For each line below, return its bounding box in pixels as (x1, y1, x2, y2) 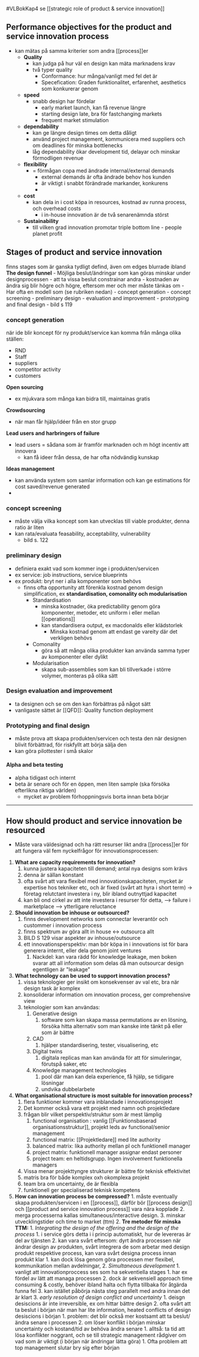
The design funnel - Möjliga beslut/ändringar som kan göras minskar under (6, 269, 191, 277)
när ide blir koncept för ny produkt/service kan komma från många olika (6, 329, 181, 336)
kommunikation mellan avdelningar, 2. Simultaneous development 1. (14, 1262, 181, 1269)
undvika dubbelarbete (41, 1086, 95, 1093)
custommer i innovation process (23, 922, 102, 929)
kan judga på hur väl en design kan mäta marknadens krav (32, 59, 176, 67)
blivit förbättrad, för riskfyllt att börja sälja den (14, 741, 127, 748)
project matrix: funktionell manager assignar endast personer (32, 1149, 182, 1156)
